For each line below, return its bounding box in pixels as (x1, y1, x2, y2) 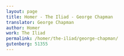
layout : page (6, 8, 38, 15)
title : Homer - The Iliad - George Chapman (6, 14, 114, 20)
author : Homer (6, 24, 41, 31)
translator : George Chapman (6, 19, 75, 25)
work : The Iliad (6, 30, 45, 36)
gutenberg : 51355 (6, 41, 48, 47)
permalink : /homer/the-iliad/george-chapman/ (6, 36, 118, 41)
